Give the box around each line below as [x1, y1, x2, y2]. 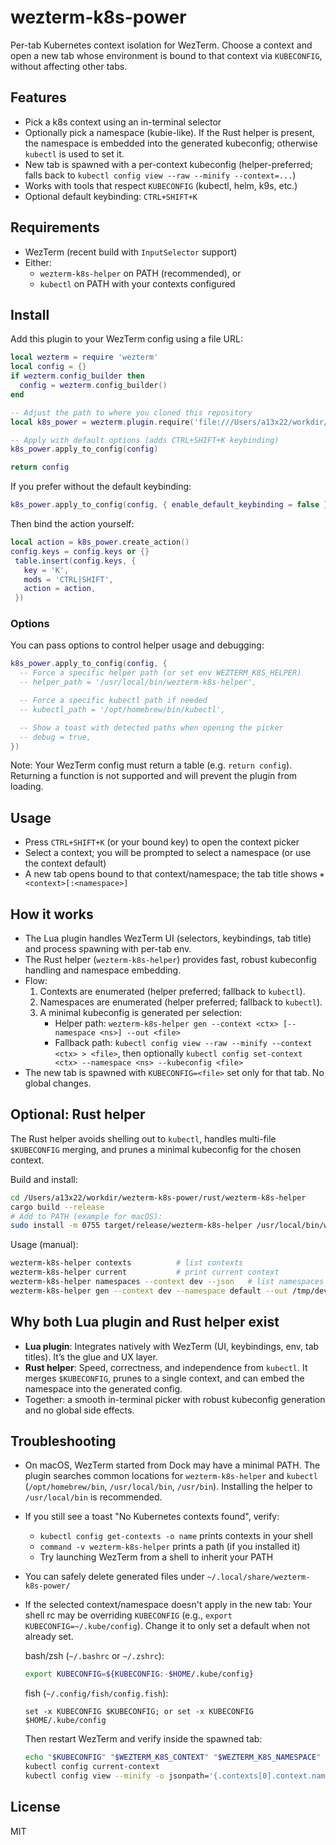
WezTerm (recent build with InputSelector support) [24, 246, 238, 258]
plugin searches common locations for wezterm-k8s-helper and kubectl [24, 1470, 318, 1482]
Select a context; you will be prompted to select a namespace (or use [24, 847, 312, 859]
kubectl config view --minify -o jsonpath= [24, 1771, 210, 1781]
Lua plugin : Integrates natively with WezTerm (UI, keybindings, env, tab [24, 1340, 320, 1352]
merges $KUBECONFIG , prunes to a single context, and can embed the [24, 1372, 305, 1384]
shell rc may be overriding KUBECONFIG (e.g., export [24, 1609, 233, 1621]
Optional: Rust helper [10, 1106, 146, 1123]
